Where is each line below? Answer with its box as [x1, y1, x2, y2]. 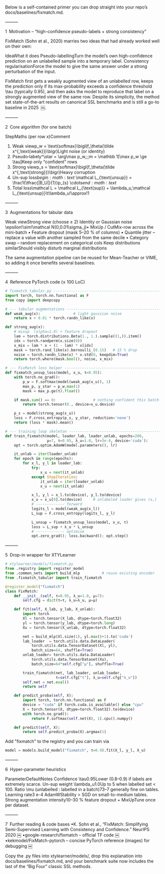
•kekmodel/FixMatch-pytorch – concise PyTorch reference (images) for [5, 838, 150, 843]
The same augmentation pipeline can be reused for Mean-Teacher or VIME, [5, 255, 158, 260]
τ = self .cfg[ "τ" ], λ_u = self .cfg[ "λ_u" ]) [55, 675, 137, 680]
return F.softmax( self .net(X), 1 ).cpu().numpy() [31, 716, 133, 721]
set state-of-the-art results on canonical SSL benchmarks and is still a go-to [5, 99, 160, 105]
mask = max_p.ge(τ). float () [23, 388, 80, 393]
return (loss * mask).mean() [14, 420, 74, 425]
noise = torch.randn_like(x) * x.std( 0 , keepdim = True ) [14, 352, 129, 357]
